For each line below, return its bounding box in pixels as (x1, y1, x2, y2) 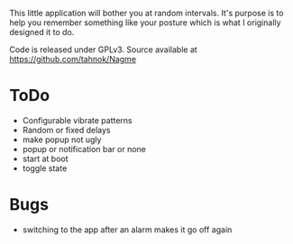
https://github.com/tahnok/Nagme (9, 54, 137, 64)
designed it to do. (9, 27, 75, 37)
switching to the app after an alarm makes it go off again (22, 224, 233, 235)
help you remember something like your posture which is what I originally (9, 17, 281, 28)
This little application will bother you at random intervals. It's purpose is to (9, 8, 284, 18)
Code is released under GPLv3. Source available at (9, 44, 198, 55)
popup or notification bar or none (22, 143, 146, 154)
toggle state (22, 162, 68, 174)
